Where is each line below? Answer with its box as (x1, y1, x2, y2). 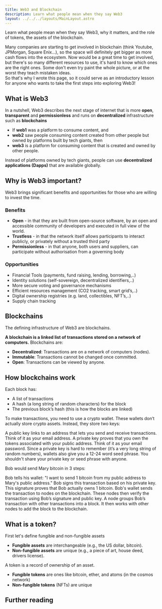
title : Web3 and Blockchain (5, 7, 62, 12)
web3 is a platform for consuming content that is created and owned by (12, 143, 156, 148)
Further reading (5, 596, 53, 604)
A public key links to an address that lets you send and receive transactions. (5, 430, 157, 436)
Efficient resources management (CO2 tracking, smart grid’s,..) (12, 288, 138, 294)
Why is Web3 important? (5, 176, 81, 185)
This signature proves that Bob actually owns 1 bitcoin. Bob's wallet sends (5, 485, 153, 491)
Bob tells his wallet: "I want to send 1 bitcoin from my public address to (5, 475, 146, 481)
